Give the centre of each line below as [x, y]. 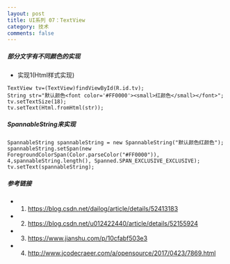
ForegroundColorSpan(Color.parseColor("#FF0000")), [83, 155]
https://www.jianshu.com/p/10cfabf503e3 [88, 238]
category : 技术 [28, 26]
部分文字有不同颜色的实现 [44, 56]
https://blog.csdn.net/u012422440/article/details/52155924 [113, 224]
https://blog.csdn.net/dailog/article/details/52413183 [103, 209]
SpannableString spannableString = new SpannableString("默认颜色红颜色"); [116, 143]
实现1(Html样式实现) [46, 75]
